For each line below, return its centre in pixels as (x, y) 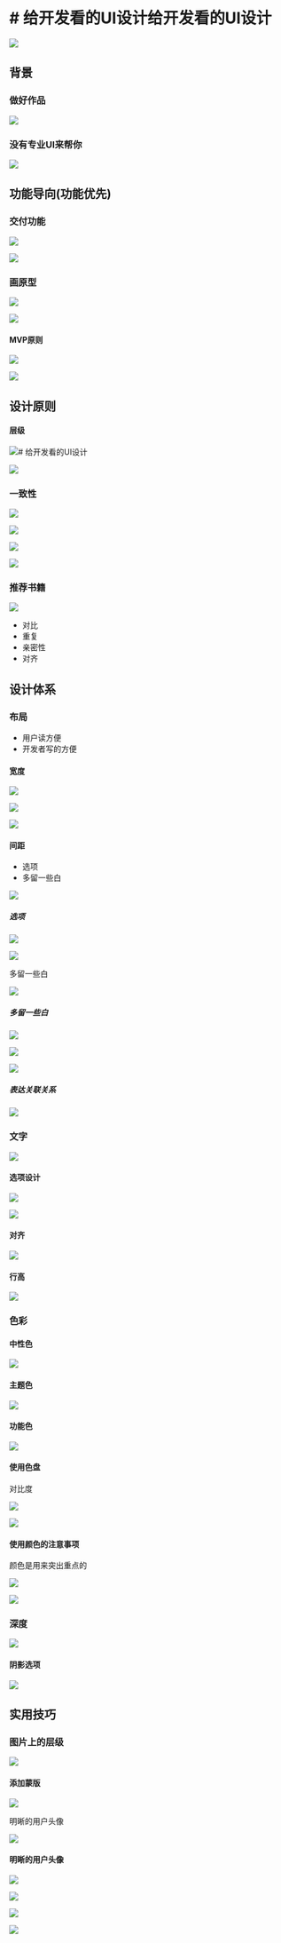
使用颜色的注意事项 (44, 1544)
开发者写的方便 (49, 749)
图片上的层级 (37, 1741)
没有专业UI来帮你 (46, 145)
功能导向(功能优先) (60, 194)
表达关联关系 (32, 1090)
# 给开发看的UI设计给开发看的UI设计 (140, 18)
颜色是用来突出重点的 (48, 1566)
